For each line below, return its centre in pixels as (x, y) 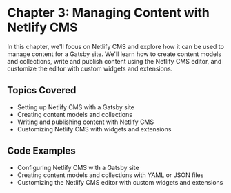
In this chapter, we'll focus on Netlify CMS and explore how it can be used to (115, 46)
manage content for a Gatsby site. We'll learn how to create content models (114, 54)
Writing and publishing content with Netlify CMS (85, 122)
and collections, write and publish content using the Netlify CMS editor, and (114, 61)
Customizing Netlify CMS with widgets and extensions (94, 129)
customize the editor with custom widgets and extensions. (90, 68)
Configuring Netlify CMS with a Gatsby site (78, 167)
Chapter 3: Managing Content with (109, 13)
